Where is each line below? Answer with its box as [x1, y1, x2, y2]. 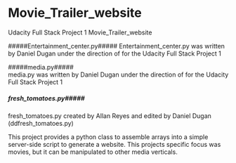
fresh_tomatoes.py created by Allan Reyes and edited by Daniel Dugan [8, 111, 211, 120]
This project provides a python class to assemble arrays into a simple [8, 132, 209, 141]
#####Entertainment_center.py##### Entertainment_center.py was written [8, 41, 225, 50]
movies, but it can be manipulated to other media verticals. [8, 148, 178, 156]
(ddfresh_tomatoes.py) [8, 119, 74, 127]
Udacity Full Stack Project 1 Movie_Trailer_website [8, 28, 152, 37]
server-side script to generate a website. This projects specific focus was [8, 140, 221, 148]
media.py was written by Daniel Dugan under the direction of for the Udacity [8, 70, 229, 79]
